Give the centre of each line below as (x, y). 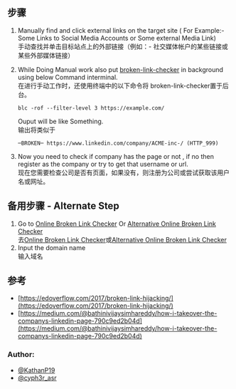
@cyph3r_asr (37, 378)
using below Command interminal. (68, 77)
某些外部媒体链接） (46, 55)
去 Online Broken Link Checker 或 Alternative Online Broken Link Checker (122, 239)
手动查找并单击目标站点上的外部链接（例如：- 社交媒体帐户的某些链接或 (123, 46)
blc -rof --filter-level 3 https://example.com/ (91, 108)
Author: (21, 355)
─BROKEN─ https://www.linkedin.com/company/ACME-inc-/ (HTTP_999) (118, 143)
